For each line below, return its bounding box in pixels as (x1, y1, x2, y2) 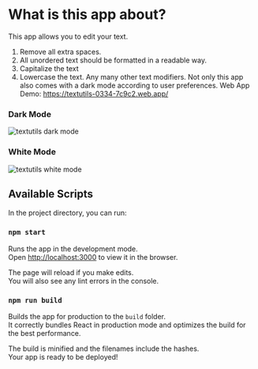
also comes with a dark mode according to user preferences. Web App (19, 81, 250, 90)
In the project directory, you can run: (8, 208, 127, 218)
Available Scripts (8, 187, 93, 201)
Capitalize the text (19, 63, 79, 73)
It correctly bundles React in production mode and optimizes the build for (8, 320, 246, 329)
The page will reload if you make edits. (8, 267, 134, 277)
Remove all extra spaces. (19, 47, 102, 56)
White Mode (8, 146, 57, 157)
